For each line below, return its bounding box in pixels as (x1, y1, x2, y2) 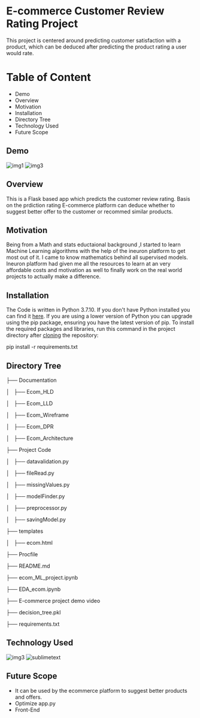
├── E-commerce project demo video (6, 597, 101, 604)
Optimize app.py (14, 699, 56, 707)
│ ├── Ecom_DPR (6, 423, 54, 430)
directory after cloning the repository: (6, 331, 99, 339)
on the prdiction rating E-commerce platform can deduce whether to (6, 201, 175, 209)
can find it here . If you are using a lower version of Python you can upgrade (6, 313, 193, 320)
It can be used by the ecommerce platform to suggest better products (14, 687, 187, 694)
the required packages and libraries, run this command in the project (6, 325, 175, 333)
